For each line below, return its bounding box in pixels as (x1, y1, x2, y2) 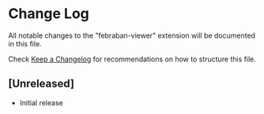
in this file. (8, 39, 42, 48)
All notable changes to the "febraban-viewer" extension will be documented (8, 31, 255, 40)
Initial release (19, 97, 63, 107)
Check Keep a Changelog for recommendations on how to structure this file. (8, 54, 257, 64)
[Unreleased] (8, 77, 75, 90)
